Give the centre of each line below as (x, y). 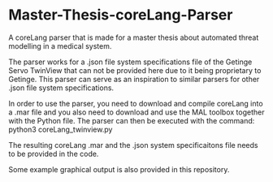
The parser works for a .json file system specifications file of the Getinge (130, 62)
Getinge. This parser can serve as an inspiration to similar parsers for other (134, 79)
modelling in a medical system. (60, 45)
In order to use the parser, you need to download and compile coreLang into (136, 103)
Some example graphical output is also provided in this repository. (119, 169)
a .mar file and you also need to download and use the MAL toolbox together (136, 112)
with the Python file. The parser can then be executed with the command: (132, 120)
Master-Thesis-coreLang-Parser (121, 15)
